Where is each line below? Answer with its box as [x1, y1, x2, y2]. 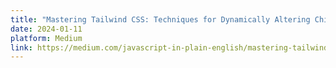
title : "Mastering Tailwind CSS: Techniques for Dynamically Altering [10, 14, 311, 25]
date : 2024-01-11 [10, 24, 83, 34]
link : [10, 42, 33, 53]
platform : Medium [10, 33, 83, 43]
